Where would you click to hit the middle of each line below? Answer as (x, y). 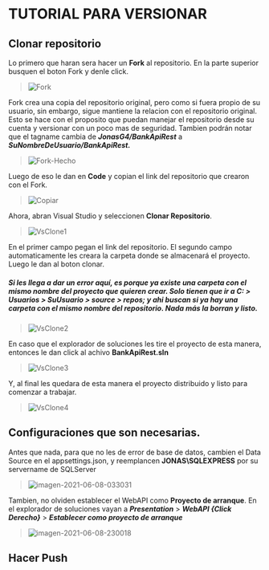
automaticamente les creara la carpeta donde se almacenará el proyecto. (129, 255)
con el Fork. (28, 185)
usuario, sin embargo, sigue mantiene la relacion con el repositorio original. (132, 111)
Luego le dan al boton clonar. (56, 264)
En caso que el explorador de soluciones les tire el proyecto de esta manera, (135, 344)
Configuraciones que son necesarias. (104, 433)
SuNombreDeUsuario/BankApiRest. (69, 145)
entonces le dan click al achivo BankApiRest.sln (88, 352)
